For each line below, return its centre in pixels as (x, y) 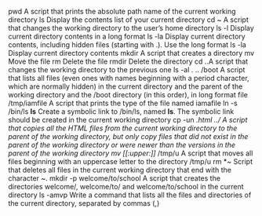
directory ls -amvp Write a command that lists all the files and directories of (130, 195)
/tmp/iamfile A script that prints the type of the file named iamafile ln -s (123, 103)
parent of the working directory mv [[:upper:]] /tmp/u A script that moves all (131, 153)
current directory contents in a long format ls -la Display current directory (127, 36)
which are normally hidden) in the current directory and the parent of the (126, 86)
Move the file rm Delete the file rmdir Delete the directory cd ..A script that (128, 61)
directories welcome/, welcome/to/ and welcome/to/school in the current (126, 187)
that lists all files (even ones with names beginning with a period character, (129, 78)
